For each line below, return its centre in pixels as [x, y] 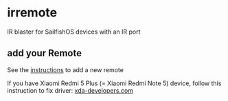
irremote [32, 13]
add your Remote [45, 53]
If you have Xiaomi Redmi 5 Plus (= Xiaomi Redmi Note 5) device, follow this [114, 83]
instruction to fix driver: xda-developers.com [70, 90]
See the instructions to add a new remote [65, 69]
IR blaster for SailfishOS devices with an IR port [74, 32]
